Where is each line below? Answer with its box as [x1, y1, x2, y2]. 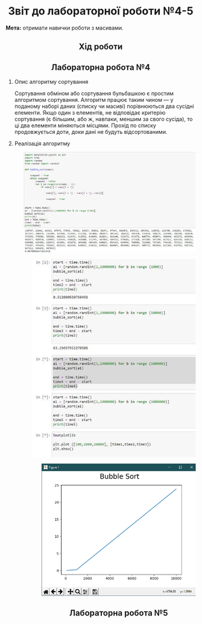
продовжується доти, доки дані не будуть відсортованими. [14, 128, 168, 136]
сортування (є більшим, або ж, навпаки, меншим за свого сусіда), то [14, 116, 193, 123]
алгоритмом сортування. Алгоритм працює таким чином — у [14, 96, 174, 104]
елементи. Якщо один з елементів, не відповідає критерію [14, 109, 166, 116]
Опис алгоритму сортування [14, 78, 89, 86]
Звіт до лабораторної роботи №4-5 [8, 4, 194, 18]
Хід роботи [78, 42, 123, 52]
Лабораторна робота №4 [51, 62, 151, 72]
